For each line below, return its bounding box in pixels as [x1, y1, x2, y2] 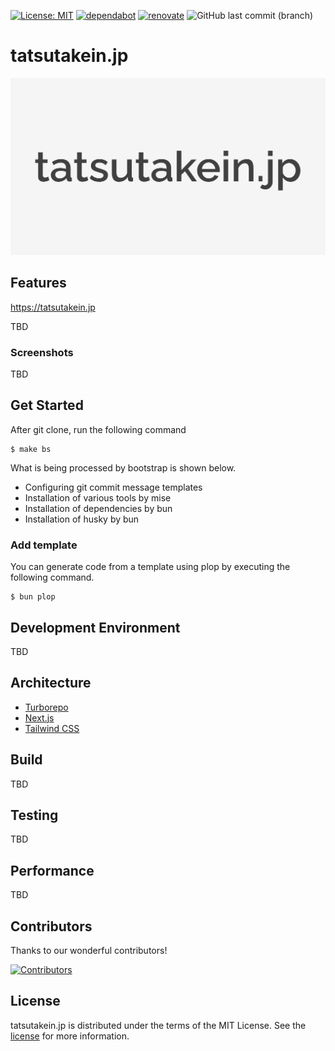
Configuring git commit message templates [24, 481, 203, 493]
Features [10, 275, 67, 292]
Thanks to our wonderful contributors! [10, 945, 168, 957]
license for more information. [10, 1030, 130, 1042]
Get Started [10, 397, 84, 414]
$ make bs [10, 444, 52, 454]
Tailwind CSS [24, 722, 80, 734]
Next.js [24, 711, 55, 724]
